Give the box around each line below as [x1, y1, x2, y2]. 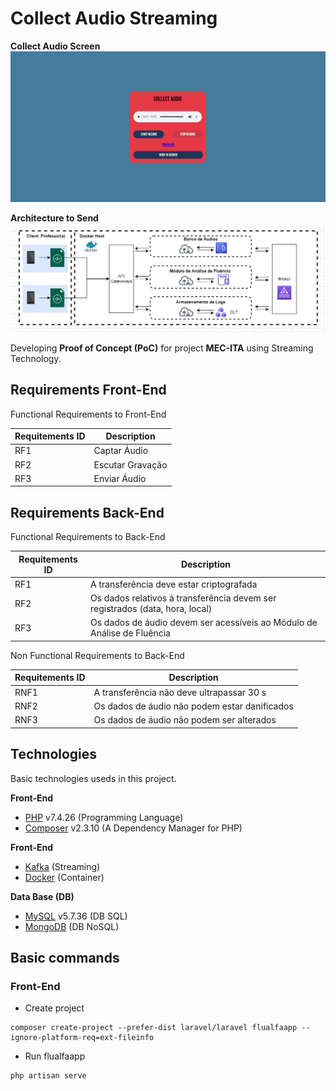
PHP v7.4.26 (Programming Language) [24, 811, 184, 823]
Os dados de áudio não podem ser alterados [93, 714, 277, 726]
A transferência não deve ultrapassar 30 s [93, 686, 267, 698]
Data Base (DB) [10, 890, 75, 902]
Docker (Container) [24, 871, 105, 883]
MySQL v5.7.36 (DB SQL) [24, 910, 128, 922]
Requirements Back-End [10, 504, 165, 521]
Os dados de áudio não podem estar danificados [93, 700, 294, 712]
